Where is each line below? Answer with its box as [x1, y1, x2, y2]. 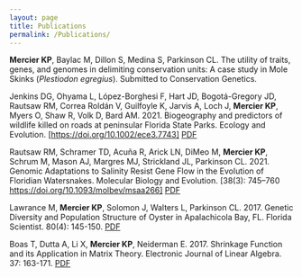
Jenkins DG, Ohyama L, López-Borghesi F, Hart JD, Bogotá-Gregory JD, [9, 91, 277, 102]
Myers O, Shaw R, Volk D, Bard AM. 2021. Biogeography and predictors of [9, 110, 283, 121]
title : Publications [9, 22, 87, 31]
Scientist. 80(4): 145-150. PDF [9, 221, 121, 232]
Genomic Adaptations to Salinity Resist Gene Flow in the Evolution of [9, 165, 264, 176]
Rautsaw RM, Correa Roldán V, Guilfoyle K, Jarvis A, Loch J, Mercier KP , [9, 101, 279, 112]
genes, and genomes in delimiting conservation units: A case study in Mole [9, 64, 288, 75]
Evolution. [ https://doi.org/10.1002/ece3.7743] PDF [9, 130, 197, 140]
